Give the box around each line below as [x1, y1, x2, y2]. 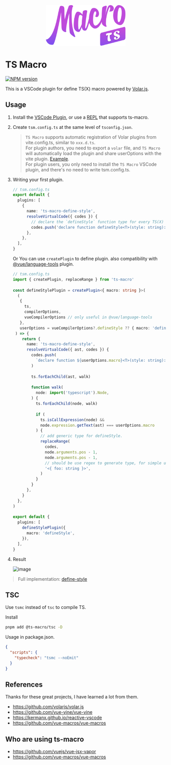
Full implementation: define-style [17, 576, 88, 582]
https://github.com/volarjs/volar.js [12, 704, 84, 710]
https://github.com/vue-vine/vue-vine [12, 709, 93, 715]
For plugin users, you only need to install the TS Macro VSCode [25, 161, 157, 167]
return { [22, 336, 41, 341]
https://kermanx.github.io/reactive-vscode [12, 714, 102, 721]
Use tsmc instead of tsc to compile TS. [5, 604, 86, 610]
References [5, 681, 43, 689]
